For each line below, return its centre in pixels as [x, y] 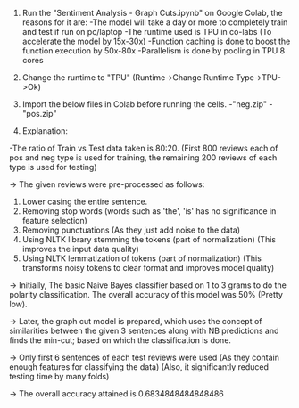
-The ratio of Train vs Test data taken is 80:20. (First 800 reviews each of [144, 148]
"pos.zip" [39, 114]
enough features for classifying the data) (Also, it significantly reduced [139, 367]
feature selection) [54, 220]
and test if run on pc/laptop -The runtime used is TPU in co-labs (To [147, 32]
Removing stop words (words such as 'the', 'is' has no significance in [149, 211]
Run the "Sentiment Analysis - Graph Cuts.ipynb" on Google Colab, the [152, 13]
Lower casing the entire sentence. [85, 201]
